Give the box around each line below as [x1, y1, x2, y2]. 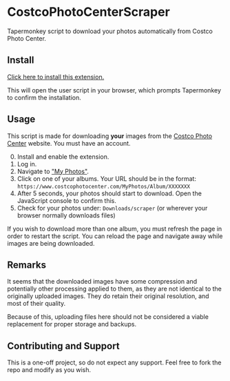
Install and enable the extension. [17, 153, 109, 161]
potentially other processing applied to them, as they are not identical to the [7, 284, 222, 293]
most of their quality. [7, 300, 66, 308]
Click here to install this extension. [7, 72, 105, 81]
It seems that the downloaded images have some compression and [7, 277, 198, 286]
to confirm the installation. [7, 93, 81, 101]
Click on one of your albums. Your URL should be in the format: [17, 174, 196, 183]
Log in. [17, 159, 37, 168]
